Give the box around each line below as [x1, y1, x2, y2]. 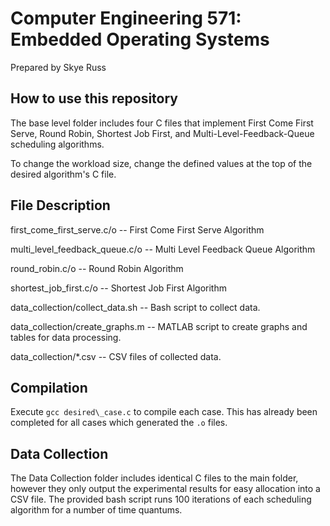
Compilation [10, 379, 88, 396]
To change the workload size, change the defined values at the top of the [10, 157, 313, 169]
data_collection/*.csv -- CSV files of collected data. [10, 350, 222, 362]
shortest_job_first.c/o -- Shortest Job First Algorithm [10, 282, 227, 294]
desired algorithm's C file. [10, 168, 117, 180]
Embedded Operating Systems [10, 28, 270, 51]
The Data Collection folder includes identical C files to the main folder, [10, 472, 299, 484]
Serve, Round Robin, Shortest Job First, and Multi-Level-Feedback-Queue [10, 127, 315, 139]
